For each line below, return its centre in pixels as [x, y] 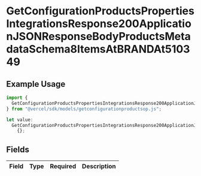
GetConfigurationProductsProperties [100, 11]
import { [17, 98]
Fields [18, 149]
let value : [20, 120]
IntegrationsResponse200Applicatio [99, 24]
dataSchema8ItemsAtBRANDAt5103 [98, 49]
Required [63, 166]
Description [99, 166]
